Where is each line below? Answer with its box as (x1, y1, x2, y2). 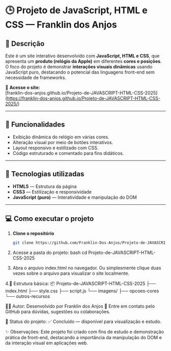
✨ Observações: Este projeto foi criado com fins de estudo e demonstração (5, 329, 164, 335)
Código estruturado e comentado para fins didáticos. (12, 150, 124, 156)
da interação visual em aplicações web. (5, 340, 88, 346)
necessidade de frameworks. (5, 75, 67, 80)
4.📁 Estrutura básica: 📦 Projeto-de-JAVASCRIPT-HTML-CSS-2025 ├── (5, 280, 156, 287)
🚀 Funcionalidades (5, 120, 65, 129)
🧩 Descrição (5, 39, 45, 48)
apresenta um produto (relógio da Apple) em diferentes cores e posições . (5, 58, 162, 64)
